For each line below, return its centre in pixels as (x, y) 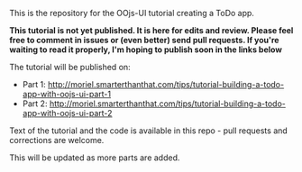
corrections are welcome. (57, 140)
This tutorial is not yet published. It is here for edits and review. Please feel (151, 30)
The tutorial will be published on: (70, 67)
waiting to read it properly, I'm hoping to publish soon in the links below (146, 50)
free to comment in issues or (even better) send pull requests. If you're (144, 40)
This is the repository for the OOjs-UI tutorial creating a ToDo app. (132, 13)
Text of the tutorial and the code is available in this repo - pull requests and (149, 131)
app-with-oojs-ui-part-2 (67, 113)
